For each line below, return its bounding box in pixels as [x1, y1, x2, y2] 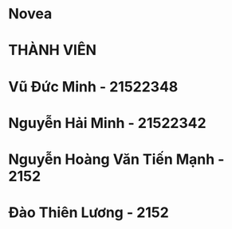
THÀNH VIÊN [8, 41, 97, 60]
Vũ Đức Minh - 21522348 [8, 77, 179, 95]
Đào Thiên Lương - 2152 [8, 204, 169, 222]
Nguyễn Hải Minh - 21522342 [8, 114, 206, 132]
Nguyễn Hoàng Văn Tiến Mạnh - [8, 150, 225, 168]
